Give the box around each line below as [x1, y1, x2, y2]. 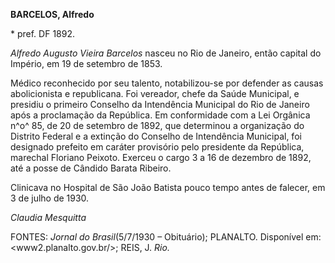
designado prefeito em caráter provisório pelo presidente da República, [10, 141, 305, 153]
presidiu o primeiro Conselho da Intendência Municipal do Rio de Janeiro [10, 99, 310, 110]
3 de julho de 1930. [10, 192, 90, 204]
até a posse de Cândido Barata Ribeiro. [10, 162, 172, 174]
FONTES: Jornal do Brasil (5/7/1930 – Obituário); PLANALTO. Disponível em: [10, 231, 322, 243]
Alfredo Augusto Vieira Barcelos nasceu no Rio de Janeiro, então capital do [10, 47, 322, 59]
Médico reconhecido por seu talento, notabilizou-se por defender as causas [10, 77, 324, 89]
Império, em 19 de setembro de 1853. [10, 58, 163, 69]
